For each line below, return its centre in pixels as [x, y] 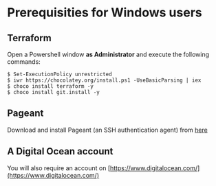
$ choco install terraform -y [51, 86]
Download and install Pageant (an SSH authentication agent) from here [107, 130]
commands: [24, 62]
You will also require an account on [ [59, 168]
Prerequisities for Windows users [105, 13]
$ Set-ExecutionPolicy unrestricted [60, 74]
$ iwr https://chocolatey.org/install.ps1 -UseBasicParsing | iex [104, 80]
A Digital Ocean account [60, 151]
